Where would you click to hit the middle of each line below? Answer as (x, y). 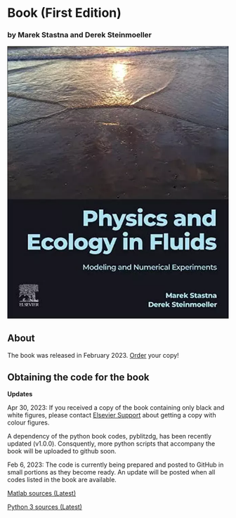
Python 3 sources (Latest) (45, 507)
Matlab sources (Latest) (42, 493)
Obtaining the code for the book (78, 377)
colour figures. (28, 422)
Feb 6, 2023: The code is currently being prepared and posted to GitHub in (116, 465)
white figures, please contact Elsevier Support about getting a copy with (112, 415)
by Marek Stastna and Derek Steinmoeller (80, 35)
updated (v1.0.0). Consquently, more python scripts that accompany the (111, 443)
